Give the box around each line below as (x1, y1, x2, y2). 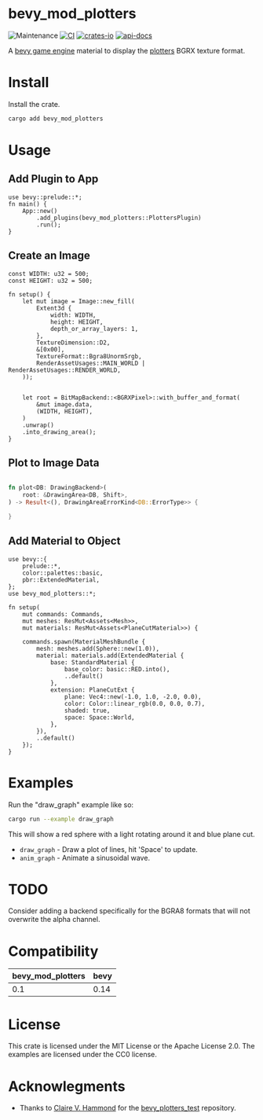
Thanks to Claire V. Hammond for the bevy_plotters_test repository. (19, 1103, 237, 1113)
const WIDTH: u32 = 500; (8, 270, 89, 277)
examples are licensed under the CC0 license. (8, 1050, 157, 1059)
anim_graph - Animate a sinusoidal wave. (19, 853, 151, 862)
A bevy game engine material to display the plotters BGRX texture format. (8, 46, 246, 55)
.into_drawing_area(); (22, 428, 97, 436)
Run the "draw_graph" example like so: (8, 799, 134, 810)
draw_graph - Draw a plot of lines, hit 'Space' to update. (19, 844, 198, 854)
